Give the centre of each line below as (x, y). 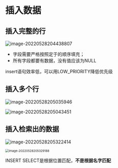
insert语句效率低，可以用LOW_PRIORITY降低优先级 (59, 71)
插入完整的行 (26, 31)
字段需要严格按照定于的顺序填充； (49, 54)
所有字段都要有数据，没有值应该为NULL (54, 60)
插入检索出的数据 (32, 129)
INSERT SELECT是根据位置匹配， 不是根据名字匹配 (58, 160)
